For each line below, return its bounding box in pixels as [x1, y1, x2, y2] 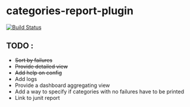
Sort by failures [14, 56, 52, 63]
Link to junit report [14, 94, 60, 101]
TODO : [6, 41, 34, 51]
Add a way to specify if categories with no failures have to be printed [14, 87, 185, 95]
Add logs [14, 75, 38, 82]
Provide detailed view [14, 63, 68, 70]
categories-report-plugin [6, 4, 134, 18]
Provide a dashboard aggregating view [14, 82, 110, 89]
